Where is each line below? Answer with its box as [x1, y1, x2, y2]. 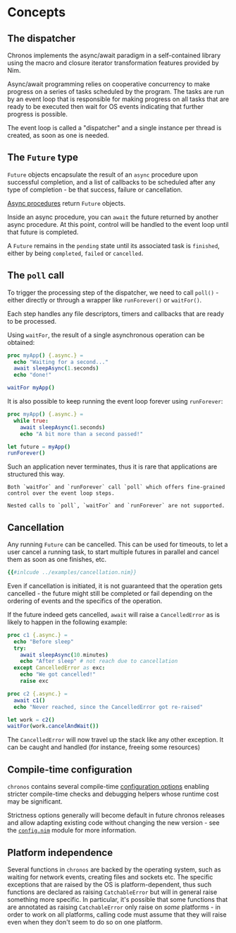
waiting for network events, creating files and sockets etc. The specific [7, 872, 213, 881]
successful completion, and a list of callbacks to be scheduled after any [7, 177, 216, 186]
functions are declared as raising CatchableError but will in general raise [7, 888, 218, 896]
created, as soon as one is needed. [7, 131, 109, 139]
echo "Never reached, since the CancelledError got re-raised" [13, 703, 203, 710]
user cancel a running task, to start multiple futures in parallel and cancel [7, 548, 220, 556]
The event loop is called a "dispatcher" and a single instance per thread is [7, 124, 222, 131]
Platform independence [7, 846, 113, 859]
